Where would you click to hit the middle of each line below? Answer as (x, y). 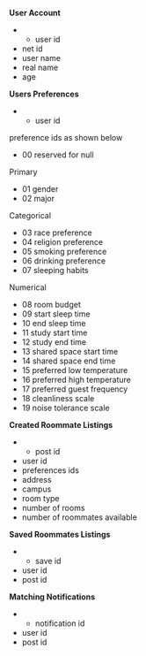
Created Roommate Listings (61, 425)
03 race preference (57, 233)
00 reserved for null (58, 155)
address (36, 480)
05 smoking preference (64, 252)
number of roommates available (80, 517)
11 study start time (55, 332)
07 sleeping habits (55, 270)
